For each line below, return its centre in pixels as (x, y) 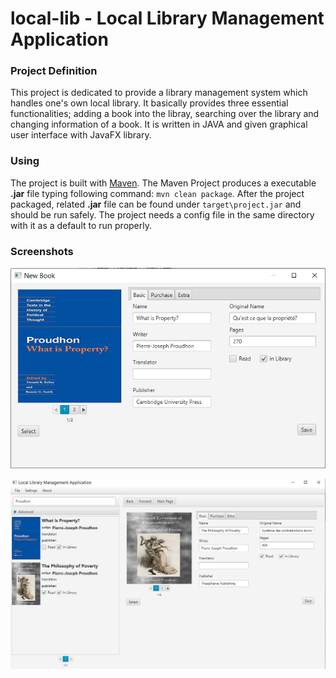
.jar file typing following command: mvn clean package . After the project (157, 193)
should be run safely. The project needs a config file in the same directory (162, 214)
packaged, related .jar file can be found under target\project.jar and (156, 204)
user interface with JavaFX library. (81, 135)
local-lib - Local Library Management (167, 18)
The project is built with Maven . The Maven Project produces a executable (163, 183)
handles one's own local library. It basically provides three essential (149, 103)
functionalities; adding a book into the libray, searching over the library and (165, 114)
